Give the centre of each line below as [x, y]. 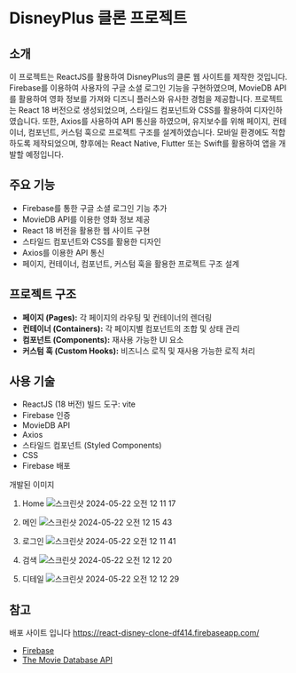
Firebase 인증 [46, 416]
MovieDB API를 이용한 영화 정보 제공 [86, 219]
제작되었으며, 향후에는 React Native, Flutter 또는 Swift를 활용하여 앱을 [155, 143]
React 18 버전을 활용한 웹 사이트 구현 [86, 230]
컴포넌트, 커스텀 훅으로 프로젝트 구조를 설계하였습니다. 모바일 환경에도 [148, 132]
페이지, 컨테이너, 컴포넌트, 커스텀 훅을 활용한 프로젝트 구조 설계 [131, 264]
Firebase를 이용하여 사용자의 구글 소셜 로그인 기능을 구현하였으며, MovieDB [140, 88]
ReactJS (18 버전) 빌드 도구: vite [78, 404]
